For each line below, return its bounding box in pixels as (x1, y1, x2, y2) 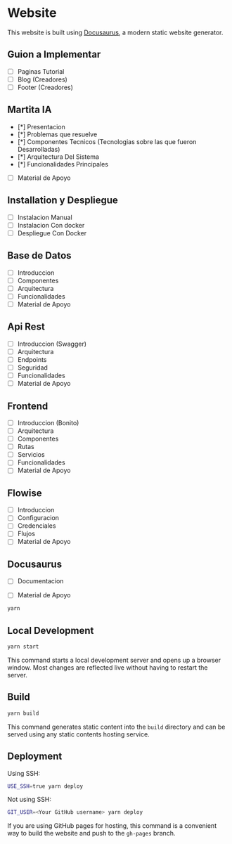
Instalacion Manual (17, 213, 72, 221)
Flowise (7, 487, 42, 499)
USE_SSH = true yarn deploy (7, 782, 83, 790)
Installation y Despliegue (7, 195, 118, 207)
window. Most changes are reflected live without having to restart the (7, 663, 208, 672)
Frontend (7, 400, 49, 412)
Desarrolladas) (17, 145, 60, 153)
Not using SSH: (7, 796, 51, 804)
